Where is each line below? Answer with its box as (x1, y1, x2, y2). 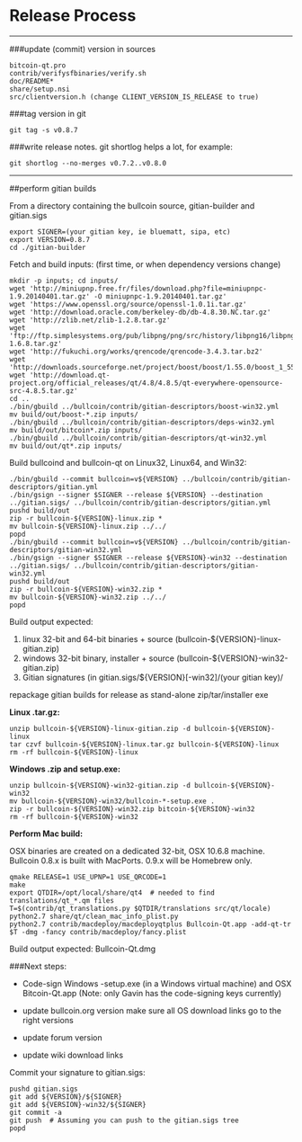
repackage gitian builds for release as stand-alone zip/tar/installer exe (9, 689, 269, 700)
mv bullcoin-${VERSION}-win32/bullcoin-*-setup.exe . (9, 797, 216, 806)
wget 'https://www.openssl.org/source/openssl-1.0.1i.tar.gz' (9, 299, 247, 308)
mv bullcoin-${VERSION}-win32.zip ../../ (9, 593, 167, 602)
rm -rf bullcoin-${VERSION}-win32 (9, 812, 139, 821)
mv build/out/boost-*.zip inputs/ (9, 410, 139, 419)
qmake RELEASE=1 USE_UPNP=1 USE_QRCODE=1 (9, 872, 167, 881)
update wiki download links (22, 1049, 124, 1060)
